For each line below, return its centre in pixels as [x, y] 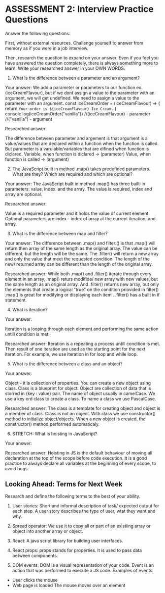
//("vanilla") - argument [29, 119]
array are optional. [24, 194]
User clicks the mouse [35, 580]
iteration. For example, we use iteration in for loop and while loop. [71, 354]
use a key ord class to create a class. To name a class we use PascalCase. [81, 398]
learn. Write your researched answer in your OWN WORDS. [65, 68]
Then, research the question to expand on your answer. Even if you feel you [82, 57]
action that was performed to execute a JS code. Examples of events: [83, 570]
